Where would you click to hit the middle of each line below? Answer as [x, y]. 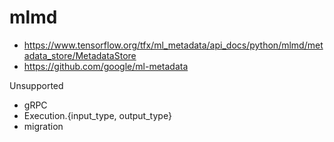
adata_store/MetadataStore [80, 55]
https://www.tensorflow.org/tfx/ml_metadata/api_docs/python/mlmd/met [173, 45]
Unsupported [36, 85]
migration [43, 126]
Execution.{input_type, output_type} [97, 115]
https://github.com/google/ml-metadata [106, 66]
